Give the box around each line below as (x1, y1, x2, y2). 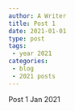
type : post (8, 34, 45, 43)
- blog (11, 65, 35, 73)
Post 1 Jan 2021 (8, 94, 60, 104)
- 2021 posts (11, 72, 56, 80)
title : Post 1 (8, 19, 56, 28)
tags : (8, 42, 27, 50)
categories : (8, 58, 48, 66)
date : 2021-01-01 (8, 27, 67, 35)
